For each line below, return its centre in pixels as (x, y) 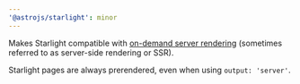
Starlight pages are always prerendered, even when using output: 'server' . (150, 70)
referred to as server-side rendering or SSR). (91, 52)
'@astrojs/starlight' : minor (63, 17)
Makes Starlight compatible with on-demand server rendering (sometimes (146, 43)
